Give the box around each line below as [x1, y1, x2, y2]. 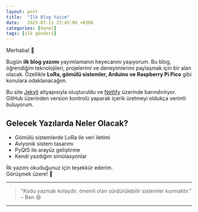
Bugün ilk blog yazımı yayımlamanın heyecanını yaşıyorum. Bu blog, [6, 58, 171, 66]
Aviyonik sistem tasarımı [14, 140, 74, 147]
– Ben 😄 [20, 193, 41, 201]
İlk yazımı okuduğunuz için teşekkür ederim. [6, 164, 113, 171]
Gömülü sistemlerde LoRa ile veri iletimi [14, 133, 111, 141]
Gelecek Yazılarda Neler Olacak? [6, 118, 128, 128]
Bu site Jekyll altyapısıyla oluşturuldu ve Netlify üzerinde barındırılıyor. [6, 89, 177, 96]
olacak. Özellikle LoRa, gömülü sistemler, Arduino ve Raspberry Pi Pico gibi [6, 71, 192, 78]
